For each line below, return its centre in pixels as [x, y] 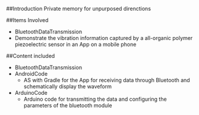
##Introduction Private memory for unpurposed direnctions [79, 9]
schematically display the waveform [67, 86]
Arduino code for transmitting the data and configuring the [95, 99]
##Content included [31, 56]
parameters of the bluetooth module [68, 105]
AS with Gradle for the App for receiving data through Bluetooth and [107, 80]
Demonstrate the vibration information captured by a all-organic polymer [104, 38]
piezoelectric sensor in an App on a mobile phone [75, 44]
